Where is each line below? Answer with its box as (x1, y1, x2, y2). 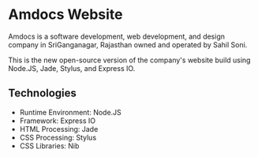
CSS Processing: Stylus (19, 133, 97, 142)
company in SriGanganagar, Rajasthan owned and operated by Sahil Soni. (8, 39, 248, 49)
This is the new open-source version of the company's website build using (8, 55, 251, 65)
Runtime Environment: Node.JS (19, 107, 122, 117)
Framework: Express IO (19, 116, 96, 125)
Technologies (8, 87, 77, 100)
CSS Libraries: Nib (19, 140, 80, 151)
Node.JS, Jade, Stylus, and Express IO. (8, 63, 136, 73)
